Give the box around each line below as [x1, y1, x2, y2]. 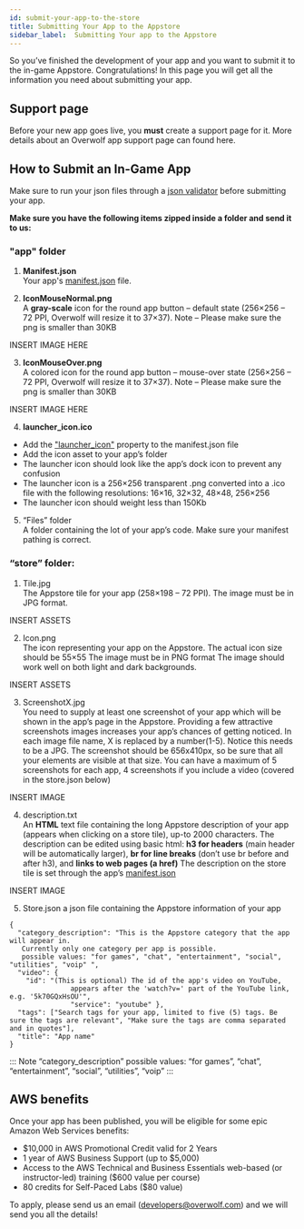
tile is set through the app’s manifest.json [22, 867, 177, 879]
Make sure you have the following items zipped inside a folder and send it [9, 213, 292, 223]
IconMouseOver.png [22, 357, 103, 369]
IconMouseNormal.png [22, 293, 113, 304]
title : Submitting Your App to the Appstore [9, 22, 181, 31]
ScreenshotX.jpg [22, 696, 86, 707]
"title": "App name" [17, 1031, 95, 1041]
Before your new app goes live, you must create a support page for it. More [9, 125, 292, 137]
